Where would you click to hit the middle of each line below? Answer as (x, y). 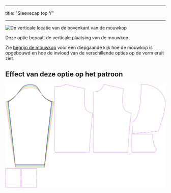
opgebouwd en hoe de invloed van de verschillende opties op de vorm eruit (85, 53)
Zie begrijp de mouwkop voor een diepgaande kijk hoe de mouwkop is (79, 47)
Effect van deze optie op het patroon (64, 74)
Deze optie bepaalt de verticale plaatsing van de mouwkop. (67, 38)
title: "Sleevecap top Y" (30, 13)
